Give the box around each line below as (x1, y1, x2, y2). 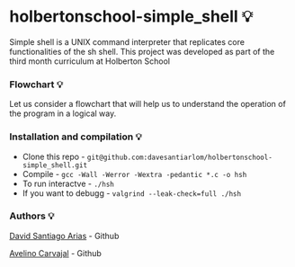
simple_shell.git (22, 160, 88, 170)
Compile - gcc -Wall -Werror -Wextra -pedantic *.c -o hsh (22, 168, 247, 179)
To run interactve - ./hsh (22, 178, 114, 189)
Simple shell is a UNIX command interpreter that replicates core (9, 36, 246, 47)
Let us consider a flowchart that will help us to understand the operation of (9, 99, 286, 110)
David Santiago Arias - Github (9, 230, 120, 241)
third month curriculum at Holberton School (9, 56, 171, 67)
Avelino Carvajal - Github (9, 247, 102, 258)
